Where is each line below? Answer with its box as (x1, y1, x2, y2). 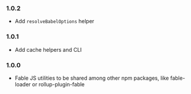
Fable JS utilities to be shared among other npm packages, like (14, 74, 170, 82)
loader (14, 80, 31, 87)
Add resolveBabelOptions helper (14, 18, 95, 25)
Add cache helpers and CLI (14, 46, 82, 53)
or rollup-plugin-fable (32, 80, 85, 87)
